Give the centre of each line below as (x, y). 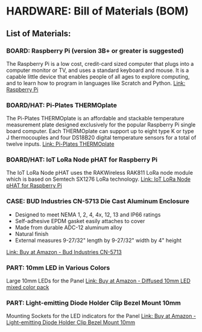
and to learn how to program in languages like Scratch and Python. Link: (96, 83)
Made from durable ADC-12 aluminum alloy (68, 227)
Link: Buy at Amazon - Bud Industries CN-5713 (64, 252)
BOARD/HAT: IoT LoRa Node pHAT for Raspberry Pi (82, 160)
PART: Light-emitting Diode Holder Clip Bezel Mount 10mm (93, 302)
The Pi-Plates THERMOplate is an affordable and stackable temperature (95, 119)
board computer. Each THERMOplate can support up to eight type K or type (100, 131)
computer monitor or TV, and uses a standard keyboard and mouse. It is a (98, 70)
